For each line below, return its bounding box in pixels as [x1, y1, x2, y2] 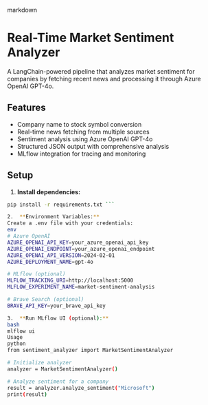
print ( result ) [7, 391, 48, 398]
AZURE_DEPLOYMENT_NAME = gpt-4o [7, 258, 94, 265]
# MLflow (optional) [7, 271, 67, 278]
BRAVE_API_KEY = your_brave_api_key [7, 302, 106, 309]
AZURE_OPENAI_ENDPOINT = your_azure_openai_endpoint [7, 245, 155, 252]
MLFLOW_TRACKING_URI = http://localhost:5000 [7, 277, 134, 284]
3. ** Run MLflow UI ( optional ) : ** [7, 315, 109, 322]
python [7, 340, 26, 347]
